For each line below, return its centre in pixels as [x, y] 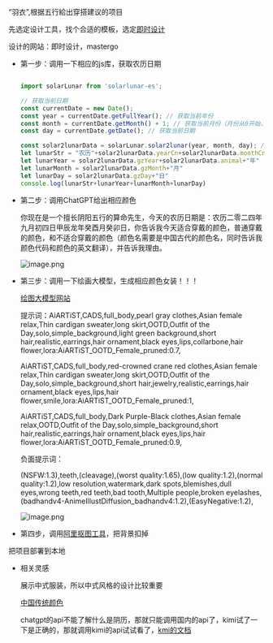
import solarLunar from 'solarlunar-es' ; [91, 86]
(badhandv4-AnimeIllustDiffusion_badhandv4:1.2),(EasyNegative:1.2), [136, 501]
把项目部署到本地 [37, 550]
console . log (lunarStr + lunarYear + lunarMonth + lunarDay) [113, 183]
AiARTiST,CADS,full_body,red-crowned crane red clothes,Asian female [139, 366]
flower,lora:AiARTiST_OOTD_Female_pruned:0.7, [100, 350]
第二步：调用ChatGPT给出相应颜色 [78, 200]
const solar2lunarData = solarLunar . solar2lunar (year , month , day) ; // [144, 146]
